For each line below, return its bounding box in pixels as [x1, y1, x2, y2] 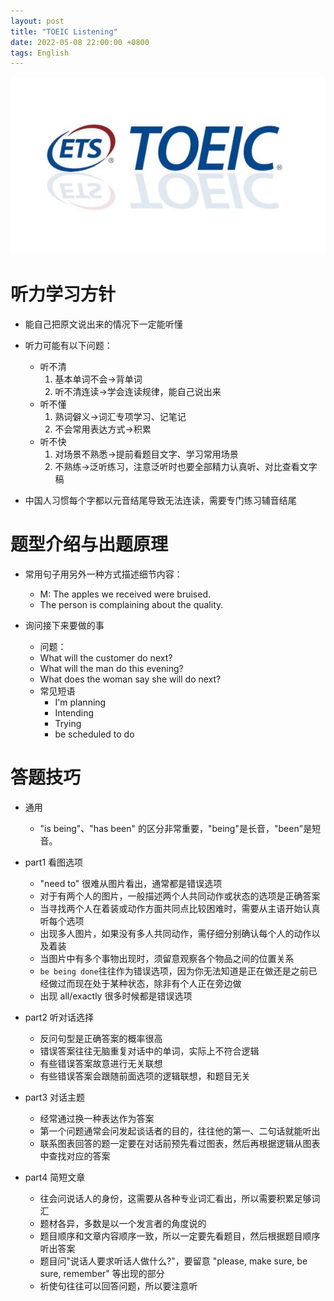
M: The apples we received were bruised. [39, 588, 212, 600]
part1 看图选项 [24, 856, 84, 868]
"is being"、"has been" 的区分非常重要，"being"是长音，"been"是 [39, 822, 313, 834]
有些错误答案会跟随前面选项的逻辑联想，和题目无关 [39, 1070, 251, 1082]
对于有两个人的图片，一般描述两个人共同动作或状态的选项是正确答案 [39, 890, 321, 902]
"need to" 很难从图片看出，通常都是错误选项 [39, 877, 223, 889]
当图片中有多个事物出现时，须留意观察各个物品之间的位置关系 [39, 952, 295, 964]
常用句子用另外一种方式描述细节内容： [24, 568, 183, 580]
